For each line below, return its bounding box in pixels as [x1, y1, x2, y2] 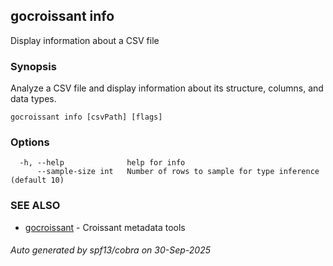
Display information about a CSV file [10, 34, 160, 46]
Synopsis [10, 59, 57, 73]
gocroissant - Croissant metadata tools [24, 221, 186, 233]
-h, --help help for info [19, 158, 186, 168]
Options [10, 135, 50, 149]
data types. [10, 93, 57, 105]
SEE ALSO [10, 199, 61, 213]
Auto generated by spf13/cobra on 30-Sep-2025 [10, 244, 211, 256]
